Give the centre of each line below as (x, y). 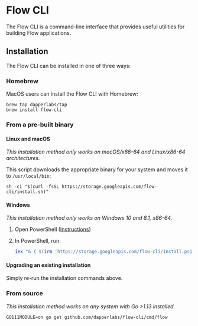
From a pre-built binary (40, 125)
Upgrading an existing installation (48, 265)
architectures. (23, 158)
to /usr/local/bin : (29, 176)
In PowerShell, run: (38, 241)
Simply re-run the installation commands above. (64, 278)
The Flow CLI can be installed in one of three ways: (69, 66)
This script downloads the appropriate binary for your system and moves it (97, 169)
